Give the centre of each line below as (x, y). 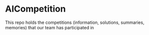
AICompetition (35, 9)
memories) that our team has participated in (50, 27)
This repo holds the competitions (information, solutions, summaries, (75, 22)
